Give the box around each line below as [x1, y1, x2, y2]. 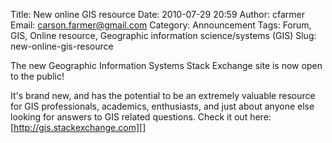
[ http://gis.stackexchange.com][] [10, 122, 147, 133]
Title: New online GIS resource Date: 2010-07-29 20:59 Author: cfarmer [10, 9, 305, 20]
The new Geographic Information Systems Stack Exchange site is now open [10, 60, 323, 71]
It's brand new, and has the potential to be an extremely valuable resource [10, 90, 316, 101]
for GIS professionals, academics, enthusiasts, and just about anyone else [10, 100, 315, 112]
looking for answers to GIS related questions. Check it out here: [10, 111, 272, 123]
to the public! [10, 70, 65, 82]
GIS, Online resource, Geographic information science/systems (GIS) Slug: [10, 30, 317, 41]
